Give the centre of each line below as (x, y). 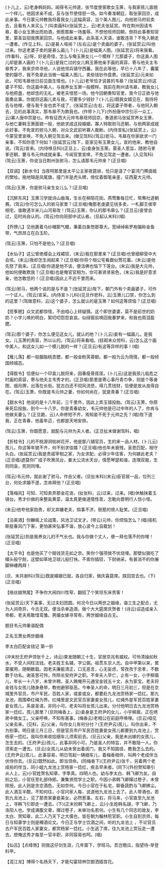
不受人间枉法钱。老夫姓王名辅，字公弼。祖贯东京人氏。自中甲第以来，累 (86, 663)
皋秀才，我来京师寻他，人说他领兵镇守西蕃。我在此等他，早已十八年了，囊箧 (82, 68)
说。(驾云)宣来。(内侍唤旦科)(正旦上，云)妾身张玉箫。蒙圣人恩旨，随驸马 (78, 148)
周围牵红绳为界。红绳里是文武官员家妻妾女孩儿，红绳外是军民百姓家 (86, 700)
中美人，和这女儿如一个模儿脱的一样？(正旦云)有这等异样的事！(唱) (72, 346)
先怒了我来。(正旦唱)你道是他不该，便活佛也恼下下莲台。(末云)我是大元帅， (81, 266)
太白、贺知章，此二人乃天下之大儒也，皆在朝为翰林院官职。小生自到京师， (80, 816)
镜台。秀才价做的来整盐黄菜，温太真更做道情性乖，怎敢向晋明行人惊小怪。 (80, 499)
